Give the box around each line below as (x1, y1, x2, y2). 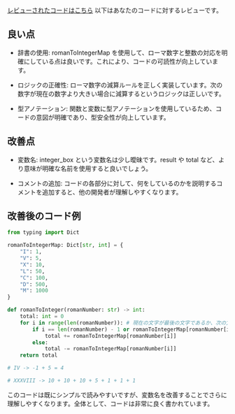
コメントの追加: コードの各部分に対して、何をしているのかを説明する (17, 179, 217, 187)
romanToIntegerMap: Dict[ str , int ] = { (7, 242, 124, 249)
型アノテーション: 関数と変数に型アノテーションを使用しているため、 (17, 104, 216, 113)
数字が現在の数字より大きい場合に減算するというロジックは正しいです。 (17, 90, 225, 98)
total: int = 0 (20, 313, 64, 320)
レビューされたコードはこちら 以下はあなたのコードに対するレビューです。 (7, 6, 222, 14)
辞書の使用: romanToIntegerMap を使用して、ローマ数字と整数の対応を (17, 48, 222, 57)
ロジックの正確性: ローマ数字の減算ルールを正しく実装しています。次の (17, 80, 222, 89)
